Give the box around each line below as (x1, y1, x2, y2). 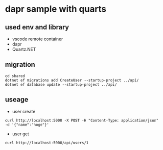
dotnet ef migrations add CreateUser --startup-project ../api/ (5, 77, 139, 83)
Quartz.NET (12, 47, 36, 52)
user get (12, 131, 29, 137)
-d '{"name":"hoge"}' (5, 122, 49, 127)
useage (5, 96, 28, 104)
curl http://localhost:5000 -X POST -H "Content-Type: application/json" (5, 118, 159, 123)
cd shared (5, 74, 25, 78)
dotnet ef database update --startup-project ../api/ (5, 82, 117, 87)
